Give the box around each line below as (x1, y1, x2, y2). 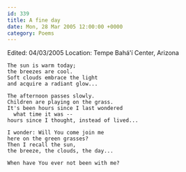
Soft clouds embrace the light (7, 75, 98, 81)
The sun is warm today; (7, 62, 77, 70)
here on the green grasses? (7, 135, 89, 143)
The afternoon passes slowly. (7, 93, 95, 100)
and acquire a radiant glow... (7, 81, 98, 88)
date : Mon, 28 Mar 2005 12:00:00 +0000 (7, 23, 123, 30)
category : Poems (7, 29, 54, 37)
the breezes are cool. (7, 68, 73, 75)
